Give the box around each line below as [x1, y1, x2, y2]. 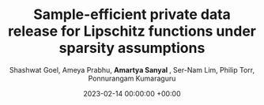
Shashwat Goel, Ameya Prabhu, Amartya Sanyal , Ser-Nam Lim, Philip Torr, [9, 65, 255, 74]
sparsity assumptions [58, 39, 206, 57]
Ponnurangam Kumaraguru [88, 73, 176, 83]
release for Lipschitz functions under [8, 22, 256, 40]
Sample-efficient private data [33, 6, 231, 24]
